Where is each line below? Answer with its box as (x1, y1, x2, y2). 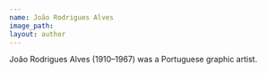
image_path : (9, 21, 54, 30)
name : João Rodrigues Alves (9, 12, 115, 22)
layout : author (9, 29, 66, 38)
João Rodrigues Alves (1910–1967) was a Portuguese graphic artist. (9, 54, 258, 65)
